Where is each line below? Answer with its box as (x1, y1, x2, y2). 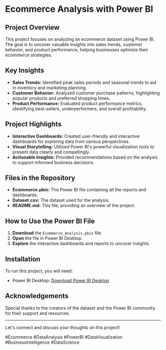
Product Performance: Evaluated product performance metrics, (12, 100, 143, 106)
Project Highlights (5, 120, 62, 129)
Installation (5, 255, 41, 263)
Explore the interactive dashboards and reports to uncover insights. (12, 241, 150, 247)
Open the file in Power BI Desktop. (12, 235, 83, 241)
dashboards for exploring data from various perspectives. (12, 138, 130, 144)
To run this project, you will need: (5, 268, 73, 274)
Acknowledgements (5, 292, 69, 300)
